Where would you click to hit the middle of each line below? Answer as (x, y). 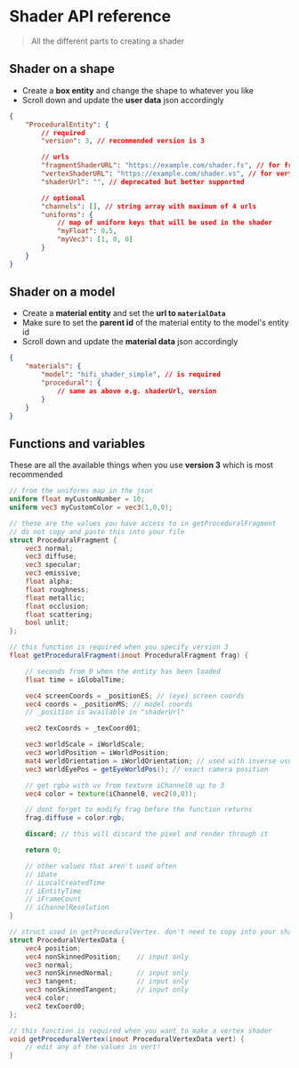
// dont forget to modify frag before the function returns (139, 810)
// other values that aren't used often (101, 866)
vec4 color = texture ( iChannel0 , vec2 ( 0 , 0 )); (111, 794)
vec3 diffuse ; (51, 557)
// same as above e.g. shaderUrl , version (137, 391)
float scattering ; (59, 615)
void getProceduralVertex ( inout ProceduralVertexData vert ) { (127, 1039)
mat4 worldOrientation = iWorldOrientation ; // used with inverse (151, 761)
